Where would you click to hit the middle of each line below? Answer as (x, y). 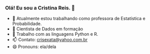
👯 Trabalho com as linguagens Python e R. (55, 34)
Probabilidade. (27, 24)
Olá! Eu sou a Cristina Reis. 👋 (40, 8)
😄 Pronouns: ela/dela (34, 47)
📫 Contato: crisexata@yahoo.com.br (50, 40)
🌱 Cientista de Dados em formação (48, 29)
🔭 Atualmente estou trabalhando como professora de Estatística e (79, 19)
